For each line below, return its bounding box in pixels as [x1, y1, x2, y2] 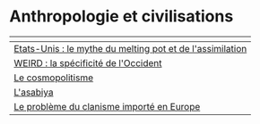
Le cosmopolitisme [13, 71, 94, 84]
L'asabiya [13, 86, 54, 98]
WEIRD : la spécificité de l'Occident [13, 56, 162, 69]
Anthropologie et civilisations [9, 6, 234, 27]
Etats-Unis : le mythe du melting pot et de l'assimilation [13, 42, 247, 54]
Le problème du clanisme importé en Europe [13, 100, 201, 112]
